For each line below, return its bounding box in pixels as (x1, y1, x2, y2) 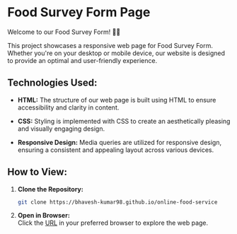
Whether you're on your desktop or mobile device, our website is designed (7, 49, 225, 57)
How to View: (7, 166, 67, 178)
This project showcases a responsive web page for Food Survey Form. (7, 41, 214, 49)
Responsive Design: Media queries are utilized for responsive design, (17, 138, 222, 146)
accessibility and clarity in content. (17, 103, 120, 112)
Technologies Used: (7, 77, 98, 89)
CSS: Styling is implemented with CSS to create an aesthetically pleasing (17, 117, 231, 125)
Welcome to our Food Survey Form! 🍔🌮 (7, 28, 121, 36)
